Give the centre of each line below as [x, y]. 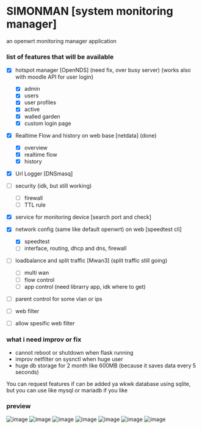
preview [19, 406]
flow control [39, 280]
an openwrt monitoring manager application [62, 41]
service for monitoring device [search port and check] [83, 217]
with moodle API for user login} [54, 77]
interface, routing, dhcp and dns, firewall [75, 249]
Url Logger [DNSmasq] [44, 173]
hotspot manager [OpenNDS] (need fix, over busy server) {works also [103, 70]
